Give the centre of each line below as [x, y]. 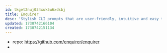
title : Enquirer [22, 14]
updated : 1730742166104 [30, 23]
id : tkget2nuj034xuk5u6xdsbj [35, 10]
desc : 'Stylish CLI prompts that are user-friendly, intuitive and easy [82, 19]
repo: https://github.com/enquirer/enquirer [56, 42]
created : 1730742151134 [30, 28]
